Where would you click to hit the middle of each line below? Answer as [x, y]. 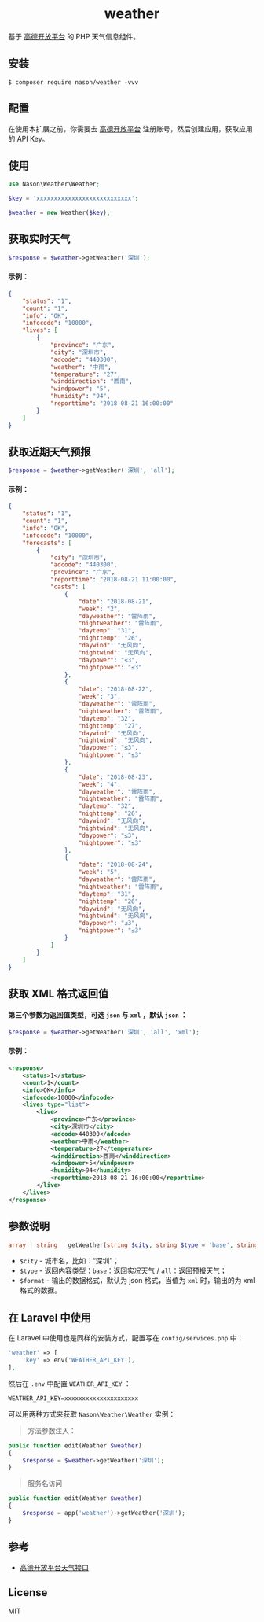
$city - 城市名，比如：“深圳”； [70, 1261]
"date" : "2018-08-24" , [115, 865]
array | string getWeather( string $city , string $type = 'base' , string [133, 1245]
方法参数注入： [51, 1430]
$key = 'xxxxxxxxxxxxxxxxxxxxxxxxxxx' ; [73, 199]
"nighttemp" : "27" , [110, 726]
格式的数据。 [40, 1290]
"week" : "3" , [100, 697]
